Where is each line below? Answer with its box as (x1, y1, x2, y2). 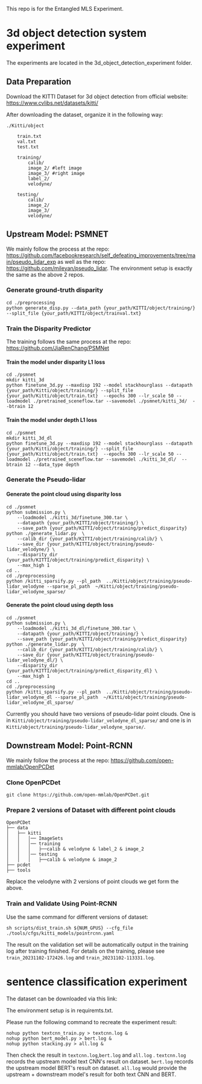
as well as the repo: (57, 258, 106, 265)
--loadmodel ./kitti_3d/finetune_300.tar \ (17, 514, 128, 521)
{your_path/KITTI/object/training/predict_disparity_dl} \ (6, 668, 158, 674)
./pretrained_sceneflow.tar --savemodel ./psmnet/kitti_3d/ (33, 398, 188, 404)
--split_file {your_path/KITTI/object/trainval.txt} (6, 310, 142, 317)
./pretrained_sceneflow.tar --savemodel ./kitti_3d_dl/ (33, 456, 177, 462)
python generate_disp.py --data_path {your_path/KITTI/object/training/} (6, 305, 196, 311)
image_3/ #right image (28, 170, 85, 176)
